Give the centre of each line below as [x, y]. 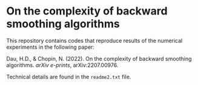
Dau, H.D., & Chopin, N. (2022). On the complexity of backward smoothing [99, 58]
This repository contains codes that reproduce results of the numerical [94, 40]
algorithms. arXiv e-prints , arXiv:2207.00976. [62, 65]
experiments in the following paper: [51, 47]
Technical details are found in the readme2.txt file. [69, 77]
